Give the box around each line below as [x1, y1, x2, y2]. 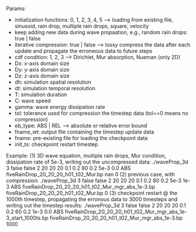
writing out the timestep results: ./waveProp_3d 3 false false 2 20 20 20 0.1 [6, 202, 186, 209]
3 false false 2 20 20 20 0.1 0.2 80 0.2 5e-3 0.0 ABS [6, 165, 131, 172]
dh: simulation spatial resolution [14, 79, 92, 86]
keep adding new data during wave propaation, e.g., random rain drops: [14, 29, 188, 36]
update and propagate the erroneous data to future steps [14, 47, 153, 54]
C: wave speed [14, 97, 51, 104]
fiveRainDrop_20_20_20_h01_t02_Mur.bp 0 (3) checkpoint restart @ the [6, 190, 177, 196]
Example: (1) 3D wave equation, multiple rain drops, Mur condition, [6, 152, 167, 159]
